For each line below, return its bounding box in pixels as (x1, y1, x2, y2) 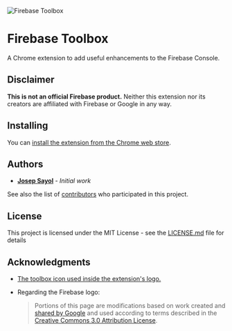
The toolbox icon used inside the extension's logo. (17, 275, 161, 282)
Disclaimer (7, 74, 55, 86)
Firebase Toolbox (7, 31, 109, 46)
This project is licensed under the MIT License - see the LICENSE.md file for (7, 229, 224, 237)
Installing (7, 120, 48, 132)
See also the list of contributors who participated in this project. (7, 190, 189, 198)
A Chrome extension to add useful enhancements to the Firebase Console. (7, 53, 220, 62)
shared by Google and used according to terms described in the (34, 309, 217, 317)
